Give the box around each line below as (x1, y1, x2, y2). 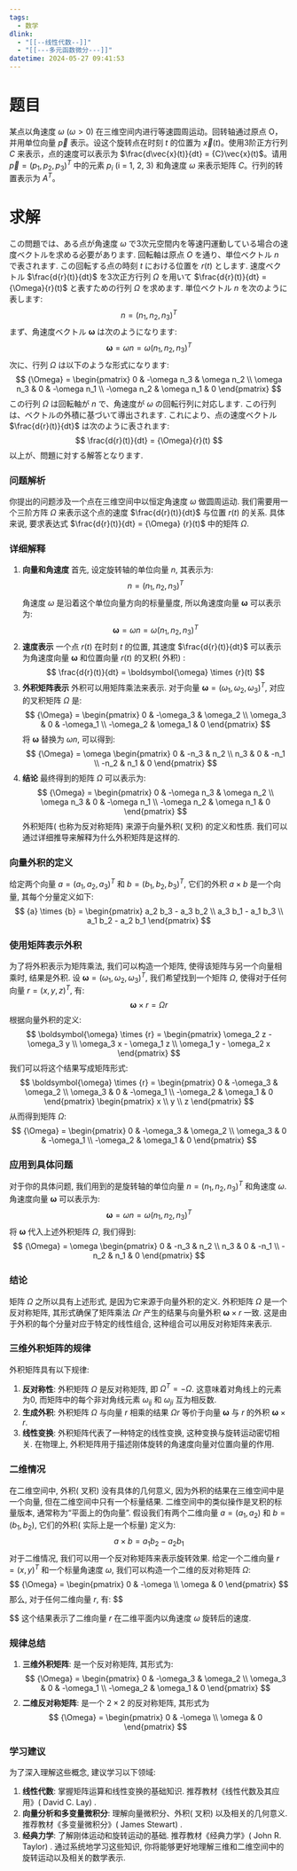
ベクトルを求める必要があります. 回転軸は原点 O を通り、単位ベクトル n (16, 249, 279, 260)
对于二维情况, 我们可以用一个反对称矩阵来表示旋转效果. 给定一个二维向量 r (9, 1553, 280, 1563)
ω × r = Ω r (129, 1000, 168, 1010)
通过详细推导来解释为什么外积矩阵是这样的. (21, 831, 180, 843)
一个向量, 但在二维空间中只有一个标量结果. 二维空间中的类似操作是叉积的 (9, 1496, 275, 1506)
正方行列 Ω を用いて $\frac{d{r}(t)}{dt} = (119, 271, 268, 282)
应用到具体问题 (9, 1159, 74, 1171)
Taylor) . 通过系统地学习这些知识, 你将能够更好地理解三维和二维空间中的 (21, 1842, 285, 1852)
